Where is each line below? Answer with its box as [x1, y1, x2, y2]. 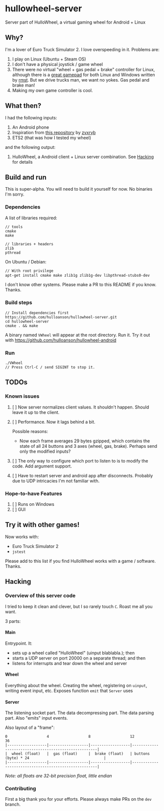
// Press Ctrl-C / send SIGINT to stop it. [5, 365, 95, 370]
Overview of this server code [5, 592, 76, 599]
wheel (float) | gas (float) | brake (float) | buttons [11, 752, 150, 756]
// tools [5, 224, 23, 229]
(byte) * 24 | [5, 755, 106, 761]
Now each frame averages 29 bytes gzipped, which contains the [19, 438, 150, 444]
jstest [12, 549, 26, 554]
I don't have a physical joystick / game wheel [12, 61, 103, 67]
